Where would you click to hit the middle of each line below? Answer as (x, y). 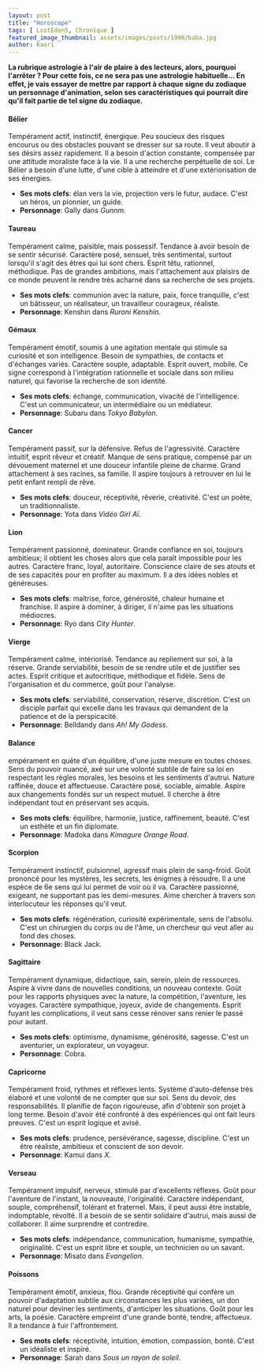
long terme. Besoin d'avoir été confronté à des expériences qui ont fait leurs (132, 1114)
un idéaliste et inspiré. (56, 1349)
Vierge (20, 642)
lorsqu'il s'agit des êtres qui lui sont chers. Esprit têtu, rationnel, (112, 263)
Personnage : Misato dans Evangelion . (82, 1256)
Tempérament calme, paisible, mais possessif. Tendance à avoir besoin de (129, 246)
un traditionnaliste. (50, 505)
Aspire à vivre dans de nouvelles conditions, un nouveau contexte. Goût (125, 988)
